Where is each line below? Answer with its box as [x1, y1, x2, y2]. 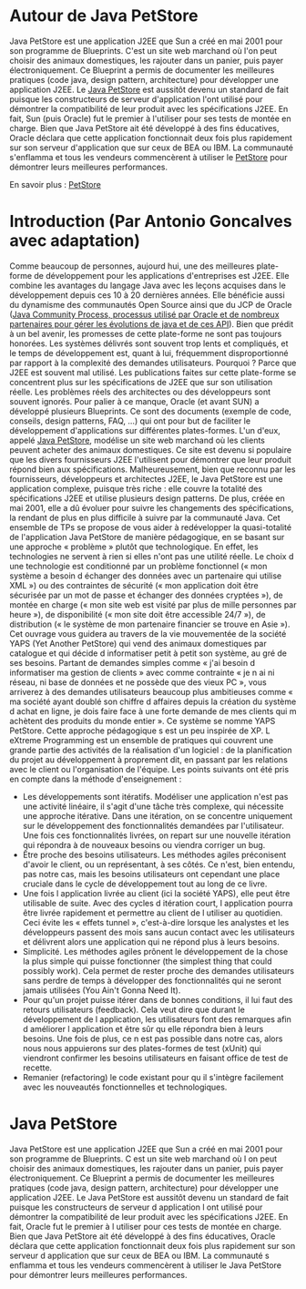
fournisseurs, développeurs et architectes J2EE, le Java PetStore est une [9, 473, 283, 484]
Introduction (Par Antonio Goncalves [9, 211, 293, 232]
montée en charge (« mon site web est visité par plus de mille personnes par [9, 598, 297, 610]
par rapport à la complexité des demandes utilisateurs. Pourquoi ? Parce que [9, 357, 297, 368]
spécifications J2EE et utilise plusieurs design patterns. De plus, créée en [9, 493, 285, 504]
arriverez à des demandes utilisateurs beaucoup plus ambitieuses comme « [9, 686, 293, 697]
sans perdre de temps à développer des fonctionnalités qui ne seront [22, 975, 282, 986]
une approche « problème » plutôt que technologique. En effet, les [9, 541, 259, 552]
